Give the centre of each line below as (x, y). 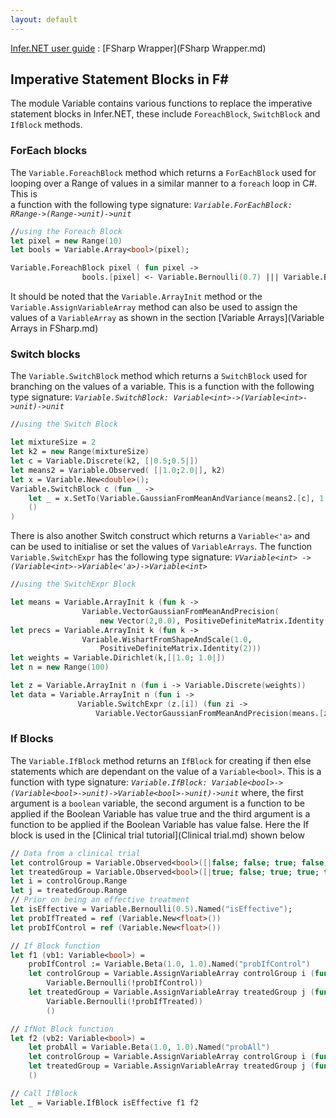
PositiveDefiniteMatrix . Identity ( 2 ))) (180, 649)
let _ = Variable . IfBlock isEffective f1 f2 (104, 1102)
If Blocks (32, 739)
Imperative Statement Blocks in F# (119, 79)
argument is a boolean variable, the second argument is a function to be (157, 803)
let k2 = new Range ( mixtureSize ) (80, 452)
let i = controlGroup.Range (69, 881)
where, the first (272, 792)
